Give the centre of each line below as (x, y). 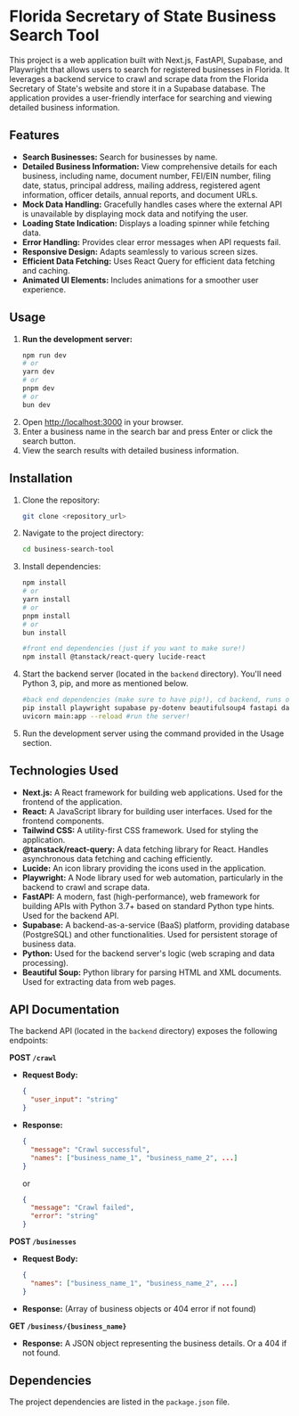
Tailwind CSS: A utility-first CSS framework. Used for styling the (140, 830)
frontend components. (63, 821)
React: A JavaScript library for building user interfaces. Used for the (147, 811)
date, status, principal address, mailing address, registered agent (141, 185)
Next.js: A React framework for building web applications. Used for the (152, 792)
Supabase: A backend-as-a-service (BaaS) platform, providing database (156, 925)
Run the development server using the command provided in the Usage (153, 733)
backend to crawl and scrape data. (86, 887)
